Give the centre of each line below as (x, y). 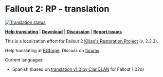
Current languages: (24, 60)
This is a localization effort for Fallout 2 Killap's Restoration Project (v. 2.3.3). (82, 41)
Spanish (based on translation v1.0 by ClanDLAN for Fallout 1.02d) (78, 69)
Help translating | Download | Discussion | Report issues (63, 31)
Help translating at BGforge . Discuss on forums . (53, 50)
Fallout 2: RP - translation (57, 9)
